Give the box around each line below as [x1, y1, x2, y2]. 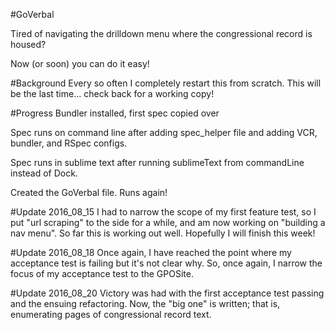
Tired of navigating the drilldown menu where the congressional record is [10, 28, 313, 39]
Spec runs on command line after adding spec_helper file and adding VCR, [10, 127, 318, 138]
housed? [10, 39, 47, 50]
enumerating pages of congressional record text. [10, 309, 212, 320]
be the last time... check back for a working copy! [10, 88, 215, 99]
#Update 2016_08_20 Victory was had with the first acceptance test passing [10, 287, 325, 299]
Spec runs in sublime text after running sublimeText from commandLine [10, 157, 305, 168]
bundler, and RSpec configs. [10, 137, 128, 149]
